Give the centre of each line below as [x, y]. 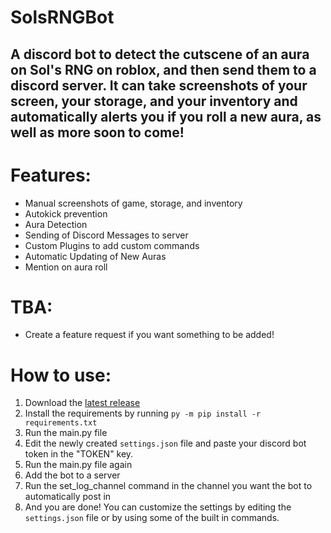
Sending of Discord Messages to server [106, 235]
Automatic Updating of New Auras [95, 256]
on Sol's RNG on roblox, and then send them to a [163, 69]
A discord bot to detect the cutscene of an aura [160, 54]
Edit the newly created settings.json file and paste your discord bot [165, 443]
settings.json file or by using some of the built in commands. [152, 518]
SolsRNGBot [62, 17]
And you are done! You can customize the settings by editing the [158, 507]
